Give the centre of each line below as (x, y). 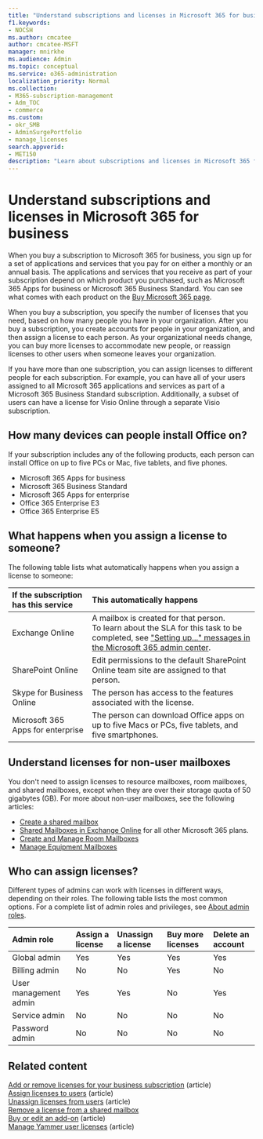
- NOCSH (21, 30)
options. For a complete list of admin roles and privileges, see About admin (129, 907)
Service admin (38, 1016)
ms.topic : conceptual (43, 67)
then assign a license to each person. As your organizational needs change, (130, 338)
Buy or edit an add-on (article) (57, 1119)
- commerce (26, 111)
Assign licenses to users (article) (61, 1093)
